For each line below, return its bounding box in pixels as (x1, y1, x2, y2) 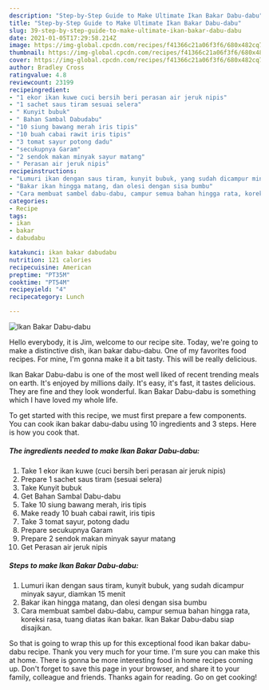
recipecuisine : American (9, 263, 92, 271)
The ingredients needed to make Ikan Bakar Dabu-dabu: (9, 446, 200, 455)
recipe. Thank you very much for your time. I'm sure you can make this (27, 647, 260, 656)
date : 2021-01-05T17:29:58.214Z (9, 34, 117, 42)
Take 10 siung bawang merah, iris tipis (20, 499, 147, 509)
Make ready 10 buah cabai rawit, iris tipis (20, 508, 156, 518)
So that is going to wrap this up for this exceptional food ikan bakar (9, 638, 230, 648)
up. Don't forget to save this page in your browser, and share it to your (9, 664, 240, 673)
